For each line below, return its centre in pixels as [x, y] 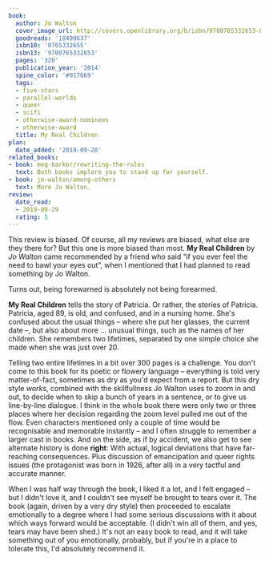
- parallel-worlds [46, 98]
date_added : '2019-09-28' [59, 150]
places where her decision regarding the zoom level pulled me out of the [128, 414]
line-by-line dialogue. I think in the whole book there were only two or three [132, 406]
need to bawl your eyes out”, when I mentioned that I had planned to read [129, 265]
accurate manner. [37, 474]
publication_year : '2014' [59, 68]
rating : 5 [32, 217]
